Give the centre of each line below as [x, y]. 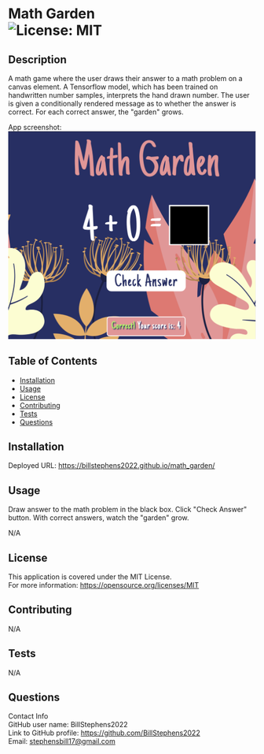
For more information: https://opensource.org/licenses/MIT [104, 585]
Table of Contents [53, 361]
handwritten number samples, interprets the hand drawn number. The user [129, 95]
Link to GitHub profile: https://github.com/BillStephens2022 [104, 733]
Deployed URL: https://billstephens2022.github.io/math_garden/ [112, 466]
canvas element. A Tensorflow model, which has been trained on [113, 87]
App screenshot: [35, 127]
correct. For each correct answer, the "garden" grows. [96, 112]
